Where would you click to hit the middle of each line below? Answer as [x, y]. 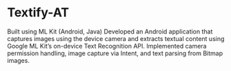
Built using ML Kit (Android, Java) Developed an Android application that [110, 31]
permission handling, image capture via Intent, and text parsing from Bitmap [115, 53]
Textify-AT [38, 13]
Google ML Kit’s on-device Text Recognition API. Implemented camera [107, 46]
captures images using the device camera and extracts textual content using [116, 38]
